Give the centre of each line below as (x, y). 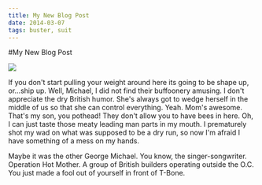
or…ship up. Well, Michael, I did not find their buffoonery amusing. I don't (126, 91)
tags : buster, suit (40, 30)
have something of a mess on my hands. (74, 141)
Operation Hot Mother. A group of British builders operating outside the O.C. (131, 165)
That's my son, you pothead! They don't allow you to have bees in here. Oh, (131, 116)
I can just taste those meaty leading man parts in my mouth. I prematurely (127, 124)
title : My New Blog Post (49, 15)
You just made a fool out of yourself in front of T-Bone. (97, 173)
